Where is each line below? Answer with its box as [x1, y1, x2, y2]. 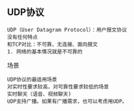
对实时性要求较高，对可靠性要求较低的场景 [7, 83, 109, 90]
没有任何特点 [7, 34, 38, 40]
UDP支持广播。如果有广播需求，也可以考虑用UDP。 [7, 98, 128, 105]
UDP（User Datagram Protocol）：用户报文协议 [7, 26, 128, 33]
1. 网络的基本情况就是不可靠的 [7, 48, 83, 55]
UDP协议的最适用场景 [7, 76, 57, 83]
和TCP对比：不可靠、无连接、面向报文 [7, 40, 98, 48]
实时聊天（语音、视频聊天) [7, 90, 72, 97]
